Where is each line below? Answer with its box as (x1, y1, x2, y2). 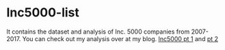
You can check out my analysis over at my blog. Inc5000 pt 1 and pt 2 (22, 34, 219, 42)
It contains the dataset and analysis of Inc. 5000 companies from (6, 27, 190, 36)
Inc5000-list (6, 5, 80, 21)
